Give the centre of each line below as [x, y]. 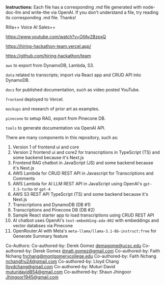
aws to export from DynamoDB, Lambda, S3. [50, 65]
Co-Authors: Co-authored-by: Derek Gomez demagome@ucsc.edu [73, 246]
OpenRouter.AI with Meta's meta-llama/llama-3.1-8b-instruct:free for [84, 231]
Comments [24, 178]
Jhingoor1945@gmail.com [32, 277]
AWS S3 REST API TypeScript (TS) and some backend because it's [81, 194]
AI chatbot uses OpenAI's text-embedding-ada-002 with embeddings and [86, 220]
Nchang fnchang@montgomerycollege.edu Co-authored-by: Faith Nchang [81, 256]
